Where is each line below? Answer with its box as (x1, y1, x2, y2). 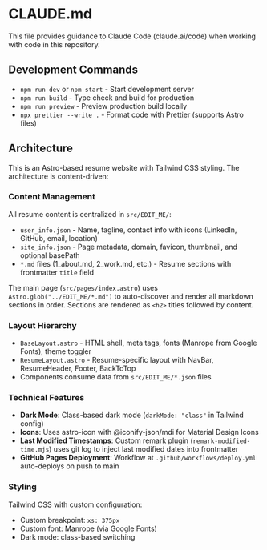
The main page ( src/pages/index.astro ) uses (8, 283, 159, 292)
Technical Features (8, 392, 85, 403)
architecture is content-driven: (8, 171, 109, 181)
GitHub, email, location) (19, 233, 99, 243)
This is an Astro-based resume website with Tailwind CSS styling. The (8, 163, 240, 172)
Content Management (8, 191, 96, 203)
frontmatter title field (19, 267, 95, 277)
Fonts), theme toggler (19, 347, 92, 356)
